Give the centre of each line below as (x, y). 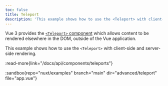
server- (153, 48)
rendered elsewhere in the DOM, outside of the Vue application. (71, 38)
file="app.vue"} (21, 78)
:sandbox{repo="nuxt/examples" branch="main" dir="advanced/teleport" (81, 73)
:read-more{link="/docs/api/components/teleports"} (59, 63)
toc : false (16, 10)
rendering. (25, 53)
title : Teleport (22, 14)
